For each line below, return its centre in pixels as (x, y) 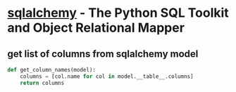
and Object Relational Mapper (96, 28)
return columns (42, 83)
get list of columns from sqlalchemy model (103, 54)
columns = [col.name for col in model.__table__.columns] (107, 76)
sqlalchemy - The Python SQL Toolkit (118, 13)
